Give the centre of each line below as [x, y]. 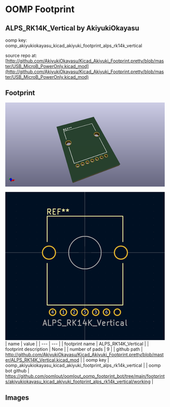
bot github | [17, 371]
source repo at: [21, 55]
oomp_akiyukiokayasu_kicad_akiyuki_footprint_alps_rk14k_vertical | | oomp [83, 365]
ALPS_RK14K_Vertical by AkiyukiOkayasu [72, 28]
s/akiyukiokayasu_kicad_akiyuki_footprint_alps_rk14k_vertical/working [78, 382]
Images [17, 398]
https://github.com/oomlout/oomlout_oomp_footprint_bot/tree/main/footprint [85, 376]
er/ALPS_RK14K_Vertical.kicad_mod [42, 360]
